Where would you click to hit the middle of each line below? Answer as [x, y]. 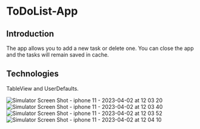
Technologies [33, 74]
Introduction [30, 34]
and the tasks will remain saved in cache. [58, 55]
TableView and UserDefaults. [42, 88]
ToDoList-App [42, 11]
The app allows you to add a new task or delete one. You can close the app [100, 48]
